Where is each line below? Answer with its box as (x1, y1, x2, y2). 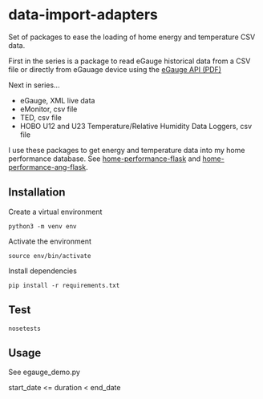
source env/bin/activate (8, 252, 91, 260)
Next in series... (8, 80, 60, 90)
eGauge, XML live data (19, 95, 95, 105)
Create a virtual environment (8, 207, 103, 216)
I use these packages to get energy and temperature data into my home (8, 145, 245, 155)
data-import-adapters (8, 6, 159, 24)
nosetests (8, 324, 42, 332)
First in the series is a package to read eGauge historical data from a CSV (8, 56, 251, 66)
